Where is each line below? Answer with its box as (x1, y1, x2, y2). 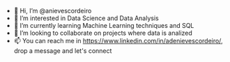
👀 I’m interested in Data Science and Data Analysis (13, 14, 159, 22)
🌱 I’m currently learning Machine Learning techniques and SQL (13, 22, 194, 29)
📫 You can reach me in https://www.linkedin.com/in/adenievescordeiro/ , (13, 37, 223, 45)
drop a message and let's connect (13, 47, 112, 55)
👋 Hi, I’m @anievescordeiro (13, 7, 92, 15)
